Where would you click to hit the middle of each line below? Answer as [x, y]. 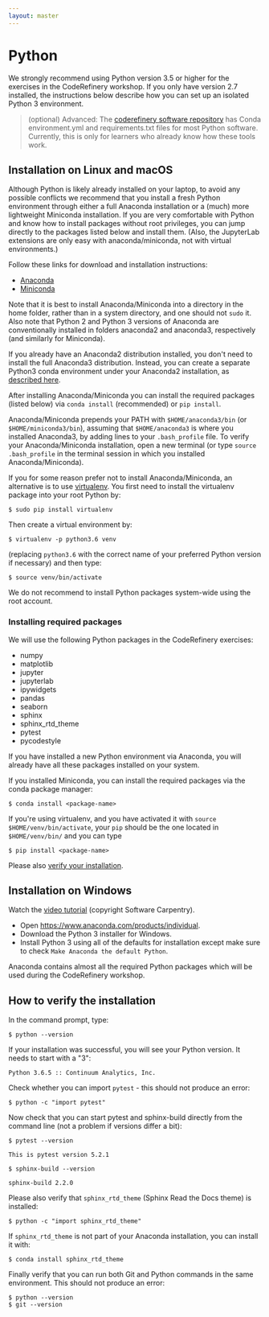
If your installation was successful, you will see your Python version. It [124, 1050]
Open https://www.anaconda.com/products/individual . [110, 925]
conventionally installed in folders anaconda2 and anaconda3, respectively [132, 330]
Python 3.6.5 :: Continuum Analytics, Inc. [82, 1073]
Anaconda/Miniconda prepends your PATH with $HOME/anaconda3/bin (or [128, 420]
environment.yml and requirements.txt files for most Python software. [143, 128]
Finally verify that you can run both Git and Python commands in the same [131, 1274]
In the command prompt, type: [59, 1020]
